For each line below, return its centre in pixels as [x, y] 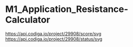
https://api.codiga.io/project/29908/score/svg [53, 33]
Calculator [28, 20]
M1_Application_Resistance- [67, 9]
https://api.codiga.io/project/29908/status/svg [54, 39]
